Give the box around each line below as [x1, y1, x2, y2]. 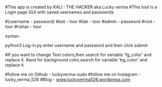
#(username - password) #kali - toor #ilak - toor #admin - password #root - [5, 19, 156, 24]
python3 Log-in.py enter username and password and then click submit [5, 43, 148, 48]
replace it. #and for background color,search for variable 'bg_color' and [5, 57, 147, 62]
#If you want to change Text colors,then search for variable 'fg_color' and [5, 52, 152, 58]
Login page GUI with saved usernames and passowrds [5, 9, 114, 15]
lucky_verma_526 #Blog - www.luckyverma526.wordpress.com [5, 77, 131, 82]
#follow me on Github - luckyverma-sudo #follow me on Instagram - [5, 72, 141, 77]
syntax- [5, 33, 20, 39]
